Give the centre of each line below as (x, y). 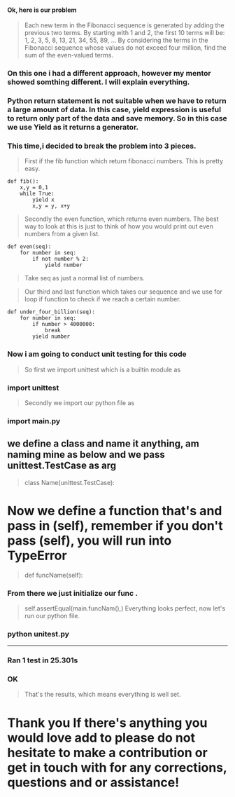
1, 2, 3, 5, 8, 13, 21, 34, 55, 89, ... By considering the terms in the (116, 40)
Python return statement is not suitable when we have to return (117, 101)
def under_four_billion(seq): (51, 312)
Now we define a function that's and (115, 511)
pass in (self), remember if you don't (115, 525)
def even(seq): (29, 247)
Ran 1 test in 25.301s (43, 660)
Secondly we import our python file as (79, 402)
